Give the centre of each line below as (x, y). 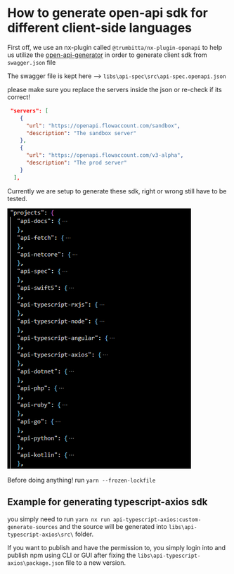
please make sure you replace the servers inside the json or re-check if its (115, 89)
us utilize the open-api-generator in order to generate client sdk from (107, 55)
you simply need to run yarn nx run (59, 519)
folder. (84, 534)
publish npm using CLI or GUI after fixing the (72, 555)
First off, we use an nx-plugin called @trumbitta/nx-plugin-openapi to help (115, 47)
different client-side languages (99, 28)
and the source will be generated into (113, 526)
